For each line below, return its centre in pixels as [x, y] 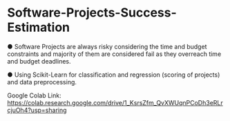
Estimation [39, 27]
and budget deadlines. [39, 61]
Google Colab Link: [34, 95]
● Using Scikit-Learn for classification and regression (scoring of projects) [114, 75]
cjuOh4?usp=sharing [37, 110]
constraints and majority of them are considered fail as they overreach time [114, 54]
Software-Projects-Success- [92, 13]
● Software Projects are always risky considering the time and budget [107, 46]
